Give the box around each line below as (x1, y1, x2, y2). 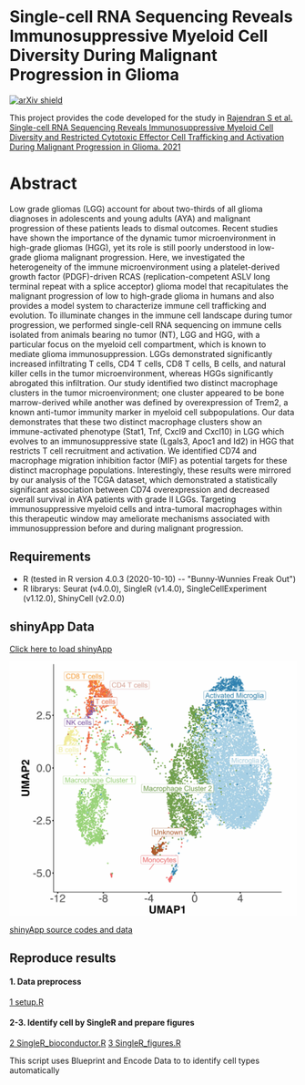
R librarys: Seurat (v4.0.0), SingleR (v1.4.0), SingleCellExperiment (22, 583, 267, 594)
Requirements (9, 549, 91, 565)
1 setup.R (9, 996, 44, 1008)
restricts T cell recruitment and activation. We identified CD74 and (9, 445, 258, 456)
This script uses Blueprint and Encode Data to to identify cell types (9, 1055, 260, 1066)
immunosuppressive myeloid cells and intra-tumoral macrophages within (9, 503, 282, 514)
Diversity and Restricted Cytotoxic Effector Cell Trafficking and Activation (9, 131, 285, 142)
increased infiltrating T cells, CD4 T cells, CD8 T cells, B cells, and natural (9, 358, 286, 369)
